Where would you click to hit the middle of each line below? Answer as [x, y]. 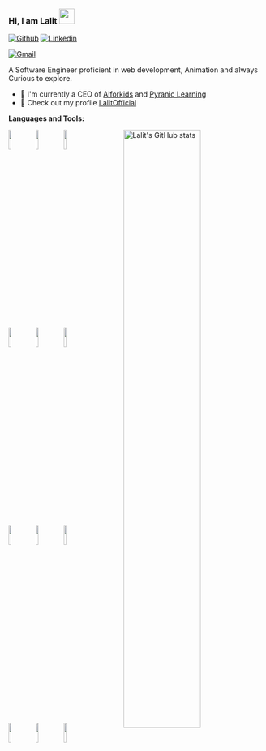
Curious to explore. [41, 79]
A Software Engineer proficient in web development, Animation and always [133, 70]
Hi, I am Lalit [33, 20]
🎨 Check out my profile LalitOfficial [78, 103]
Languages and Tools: [47, 118]
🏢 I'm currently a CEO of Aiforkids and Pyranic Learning [113, 94]
